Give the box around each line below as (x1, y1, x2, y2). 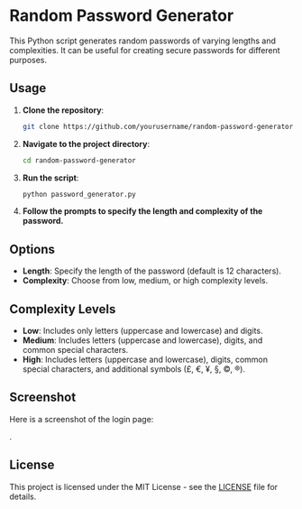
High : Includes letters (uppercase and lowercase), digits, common (22, 354, 269, 365)
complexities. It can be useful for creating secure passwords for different (9, 44, 281, 55)
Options (9, 241, 56, 257)
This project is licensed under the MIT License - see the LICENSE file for (9, 481, 278, 492)
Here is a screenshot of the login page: (9, 413, 154, 424)
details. (9, 491, 37, 502)
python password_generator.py (22, 190, 137, 199)
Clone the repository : (22, 105, 105, 116)
